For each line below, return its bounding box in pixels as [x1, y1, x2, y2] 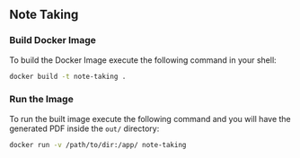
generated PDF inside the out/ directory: [9, 123, 160, 134]
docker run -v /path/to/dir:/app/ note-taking [9, 140, 187, 149]
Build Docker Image [9, 34, 97, 47]
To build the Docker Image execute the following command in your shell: [9, 54, 277, 66]
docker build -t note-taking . [9, 72, 127, 81]
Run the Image [9, 93, 74, 106]
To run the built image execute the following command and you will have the [9, 113, 292, 124]
